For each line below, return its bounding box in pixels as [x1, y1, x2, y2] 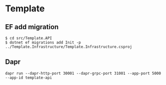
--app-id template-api [5, 75, 52, 80]
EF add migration [5, 23, 59, 31]
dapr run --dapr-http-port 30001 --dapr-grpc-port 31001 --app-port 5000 [5, 71, 162, 76]
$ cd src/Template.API [5, 36, 52, 41]
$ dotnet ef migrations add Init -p [5, 40, 81, 45]
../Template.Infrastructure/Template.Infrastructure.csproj [5, 44, 133, 49]
